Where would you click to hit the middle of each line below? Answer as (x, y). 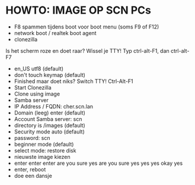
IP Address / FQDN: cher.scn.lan (53, 106)
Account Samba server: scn (48, 119)
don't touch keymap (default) (49, 75)
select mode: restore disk (45, 150)
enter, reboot (30, 169)
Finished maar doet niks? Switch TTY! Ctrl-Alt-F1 (74, 81)
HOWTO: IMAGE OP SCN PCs (79, 10)
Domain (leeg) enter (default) (49, 113)
